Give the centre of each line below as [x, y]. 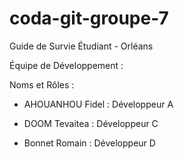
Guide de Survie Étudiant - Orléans [81, 46]
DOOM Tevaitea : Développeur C [91, 123]
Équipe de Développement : [66, 65]
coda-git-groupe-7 [89, 18]
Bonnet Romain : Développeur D [89, 143]
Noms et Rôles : [42, 84]
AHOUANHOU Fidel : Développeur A [98, 104]
